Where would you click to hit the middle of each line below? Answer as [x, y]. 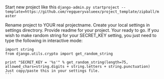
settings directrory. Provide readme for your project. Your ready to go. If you [82, 30]
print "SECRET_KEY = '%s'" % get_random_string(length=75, [67, 62]
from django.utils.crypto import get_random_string [59, 54]
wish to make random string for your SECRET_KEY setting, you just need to [81, 35]
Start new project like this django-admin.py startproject [62, 7]
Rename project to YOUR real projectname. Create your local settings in [78, 25]
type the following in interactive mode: [44, 40]
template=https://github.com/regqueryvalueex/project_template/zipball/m [82, 12]
